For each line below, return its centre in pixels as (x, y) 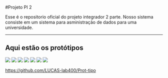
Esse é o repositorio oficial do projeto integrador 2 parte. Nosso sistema (79, 17)
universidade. (19, 27)
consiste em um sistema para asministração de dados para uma (71, 22)
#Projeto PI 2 (18, 7)
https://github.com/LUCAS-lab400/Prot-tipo (50, 70)
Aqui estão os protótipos (44, 48)
